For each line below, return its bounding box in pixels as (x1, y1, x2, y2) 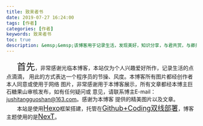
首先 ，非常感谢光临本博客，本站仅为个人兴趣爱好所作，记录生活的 (17, 61, 188, 72)
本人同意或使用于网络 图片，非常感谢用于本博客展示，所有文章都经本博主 (6, 80, 188, 87)
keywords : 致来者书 (6, 31, 52, 37)
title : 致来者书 (6, 8, 43, 15)
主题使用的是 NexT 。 (6, 112, 60, 121)
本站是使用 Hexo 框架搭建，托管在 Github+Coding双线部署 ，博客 (17, 104, 195, 112)
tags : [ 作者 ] (6, 20, 37, 26)
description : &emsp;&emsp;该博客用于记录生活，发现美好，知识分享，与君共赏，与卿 (6, 43, 196, 49)
